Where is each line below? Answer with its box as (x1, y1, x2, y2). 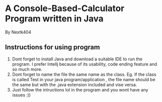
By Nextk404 (5, 29, 32, 35)
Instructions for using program (5, 43, 100, 51)
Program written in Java (5, 13, 104, 24)
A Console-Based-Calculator (5, 3, 125, 14)
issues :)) (12, 92, 31, 98)
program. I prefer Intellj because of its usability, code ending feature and (12, 61, 157, 67)
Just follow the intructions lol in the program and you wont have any (12, 87, 148, 92)
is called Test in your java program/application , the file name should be (12, 76, 156, 82)
